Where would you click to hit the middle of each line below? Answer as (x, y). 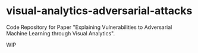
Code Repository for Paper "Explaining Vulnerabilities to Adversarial (89, 27)
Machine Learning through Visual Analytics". (60, 33)
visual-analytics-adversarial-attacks (99, 11)
